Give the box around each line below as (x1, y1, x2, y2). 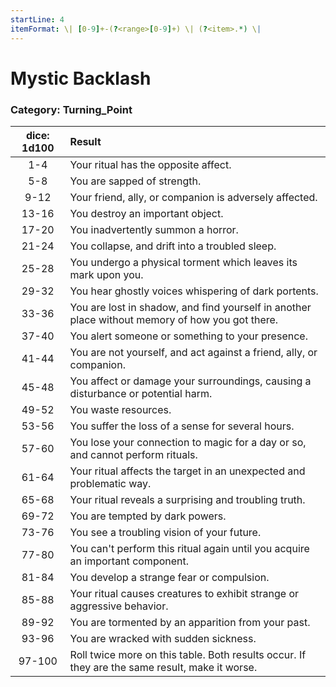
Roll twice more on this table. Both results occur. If (69, 647, 307, 661)
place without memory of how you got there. (69, 312, 279, 326)
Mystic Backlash (10, 67, 152, 90)
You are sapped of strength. (69, 174, 202, 188)
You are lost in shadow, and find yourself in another (69, 300, 312, 314)
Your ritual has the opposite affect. (69, 157, 232, 171)
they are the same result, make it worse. (69, 660, 258, 674)
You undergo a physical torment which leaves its (69, 255, 298, 269)
